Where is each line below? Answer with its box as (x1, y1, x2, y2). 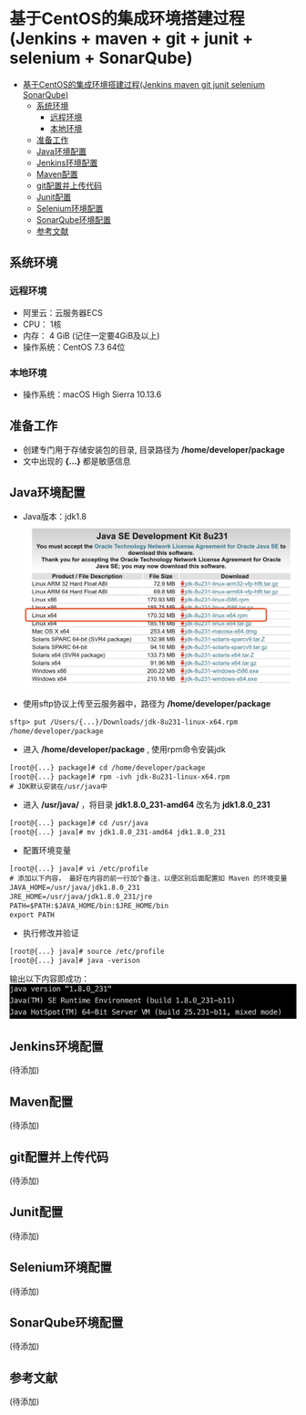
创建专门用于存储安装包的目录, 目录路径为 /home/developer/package (22, 444, 285, 455)
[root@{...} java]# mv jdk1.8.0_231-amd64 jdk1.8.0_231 (9, 827, 226, 836)
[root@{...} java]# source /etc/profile (9, 947, 166, 956)
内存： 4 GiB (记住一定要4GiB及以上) (22, 330, 160, 341)
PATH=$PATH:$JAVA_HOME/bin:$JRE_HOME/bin (9, 901, 169, 910)
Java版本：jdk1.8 (22, 510, 87, 521)
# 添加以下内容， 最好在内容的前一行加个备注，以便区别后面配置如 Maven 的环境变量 (9, 874, 288, 883)
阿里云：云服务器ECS (22, 307, 103, 318)
